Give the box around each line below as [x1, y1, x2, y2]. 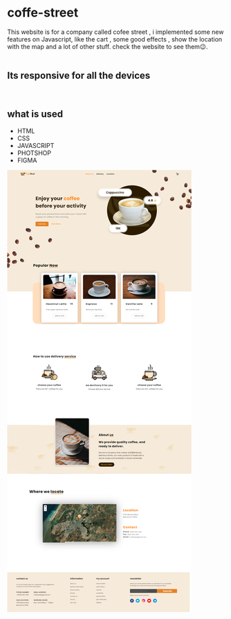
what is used [7, 109, 64, 120]
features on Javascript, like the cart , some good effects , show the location [7, 35, 223, 43]
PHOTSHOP [17, 149, 52, 157]
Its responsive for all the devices [7, 70, 151, 82]
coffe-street [7, 5, 79, 21]
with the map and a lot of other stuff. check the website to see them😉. [7, 42, 208, 50]
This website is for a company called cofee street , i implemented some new [7, 28, 224, 36]
